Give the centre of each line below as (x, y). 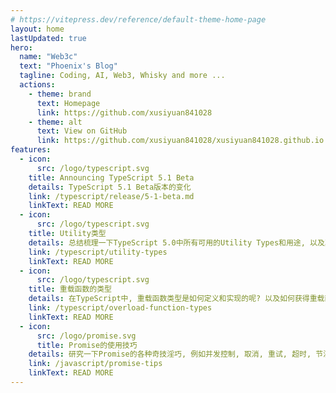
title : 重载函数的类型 (70, 289)
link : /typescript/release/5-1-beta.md (111, 196)
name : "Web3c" (48, 57)
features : (31, 150)
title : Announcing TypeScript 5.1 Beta (111, 177)
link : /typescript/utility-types (98, 252)
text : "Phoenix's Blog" (68, 66)
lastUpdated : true (48, 38)
